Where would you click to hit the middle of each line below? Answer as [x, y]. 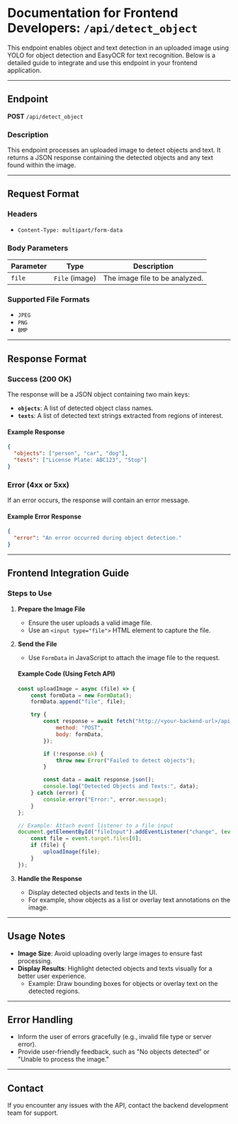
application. [24, 70]
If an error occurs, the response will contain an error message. [98, 500]
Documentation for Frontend [93, 13]
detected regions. [54, 991]
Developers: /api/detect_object [103, 28]
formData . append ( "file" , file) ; [78, 702]
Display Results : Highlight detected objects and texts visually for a [115, 968]
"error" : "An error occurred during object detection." [98, 538]
